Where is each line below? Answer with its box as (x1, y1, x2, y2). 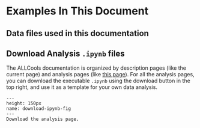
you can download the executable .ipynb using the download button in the (6, 77, 190, 85)
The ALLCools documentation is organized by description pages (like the (6, 64, 186, 72)
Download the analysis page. (6, 116, 79, 123)
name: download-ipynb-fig (6, 106, 71, 112)
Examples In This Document (6, 4, 149, 18)
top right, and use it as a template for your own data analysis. (6, 84, 158, 91)
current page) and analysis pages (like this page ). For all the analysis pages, (6, 71, 195, 78)
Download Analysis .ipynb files (6, 48, 125, 58)
